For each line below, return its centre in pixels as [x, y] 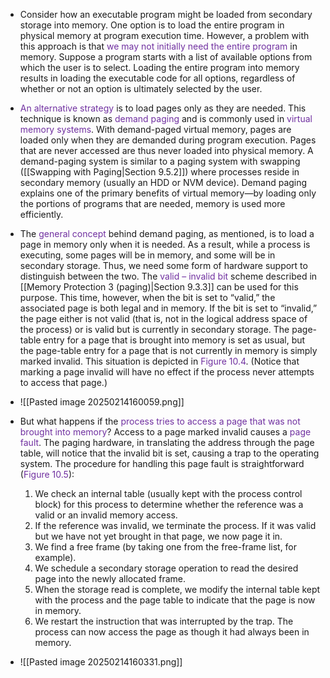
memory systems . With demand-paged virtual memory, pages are [155, 129]
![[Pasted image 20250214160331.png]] [101, 662]
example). [55, 557]
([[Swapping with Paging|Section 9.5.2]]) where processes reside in [159, 172]
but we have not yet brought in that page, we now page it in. [158, 536]
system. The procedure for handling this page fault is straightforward [162, 463]
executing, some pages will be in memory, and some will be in [147, 255]
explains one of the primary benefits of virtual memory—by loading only [168, 193]
